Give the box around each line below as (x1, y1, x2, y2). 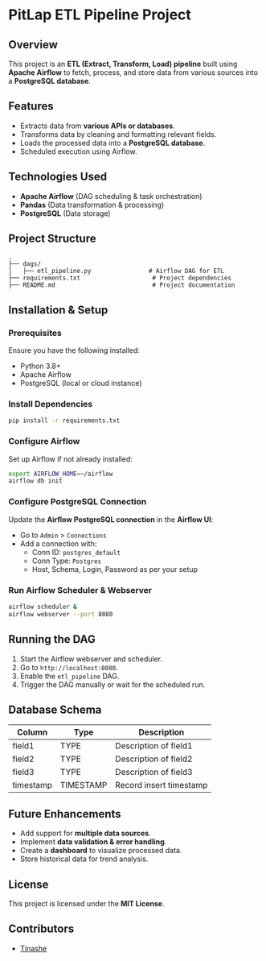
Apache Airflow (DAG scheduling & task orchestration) (19, 191, 203, 201)
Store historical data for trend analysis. (19, 854, 149, 864)
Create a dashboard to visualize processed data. (19, 846, 182, 855)
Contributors (8, 922, 75, 936)
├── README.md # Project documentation (8, 281, 235, 289)
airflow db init (8, 477, 63, 485)
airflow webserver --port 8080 (8, 610, 113, 618)
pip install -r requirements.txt (8, 416, 121, 425)
